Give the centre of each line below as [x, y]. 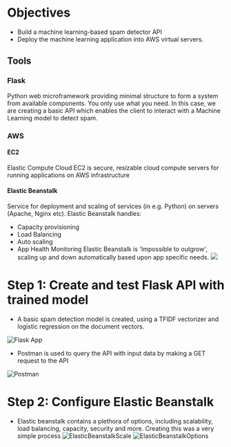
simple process [39, 436]
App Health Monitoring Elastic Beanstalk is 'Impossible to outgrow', [112, 249]
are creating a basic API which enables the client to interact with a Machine [114, 110]
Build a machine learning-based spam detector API [90, 32]
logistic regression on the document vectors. [81, 326]
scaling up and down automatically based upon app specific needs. [113, 257]
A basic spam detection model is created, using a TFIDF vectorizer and [118, 319]
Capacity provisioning [48, 227]
